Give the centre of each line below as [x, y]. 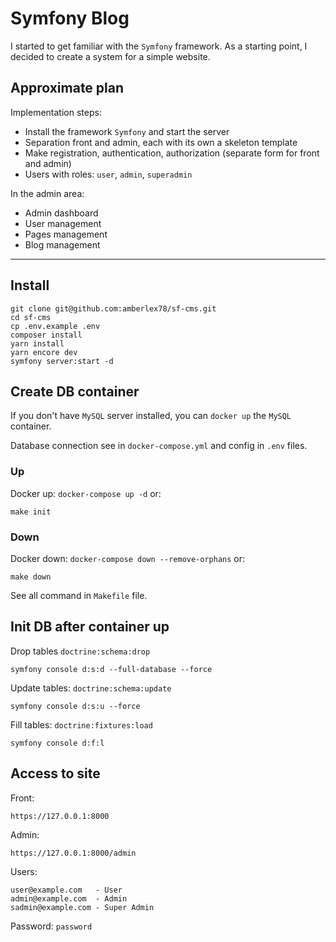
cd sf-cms [31, 317]
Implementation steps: [56, 112]
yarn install [37, 343]
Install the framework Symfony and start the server [127, 131]
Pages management [66, 234]
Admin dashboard [61, 213]
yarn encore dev [44, 352]
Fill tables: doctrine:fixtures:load [81, 724]
